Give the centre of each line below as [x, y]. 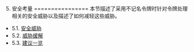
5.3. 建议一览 [27, 43]
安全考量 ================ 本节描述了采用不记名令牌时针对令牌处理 [100, 8]
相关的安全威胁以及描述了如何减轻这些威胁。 [66, 16]
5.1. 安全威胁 [27, 28]
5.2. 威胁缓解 [27, 36]
